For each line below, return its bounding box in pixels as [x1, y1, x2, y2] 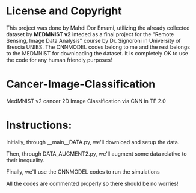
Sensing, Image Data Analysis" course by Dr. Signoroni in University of [6, 37, 182, 44]
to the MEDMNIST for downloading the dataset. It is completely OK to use [6, 49, 188, 57]
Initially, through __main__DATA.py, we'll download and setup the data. [6, 138, 180, 145]
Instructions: [6, 119, 72, 132]
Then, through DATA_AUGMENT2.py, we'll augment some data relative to [6, 150, 188, 157]
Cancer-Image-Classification [6, 77, 156, 91]
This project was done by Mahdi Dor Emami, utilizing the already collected [6, 24, 191, 31]
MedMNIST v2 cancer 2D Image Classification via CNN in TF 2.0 [6, 97, 167, 104]
